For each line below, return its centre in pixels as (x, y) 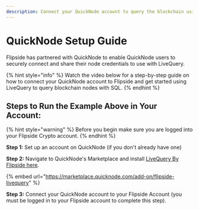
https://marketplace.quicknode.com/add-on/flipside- (110, 177)
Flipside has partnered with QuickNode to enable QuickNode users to (91, 57)
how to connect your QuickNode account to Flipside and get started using (96, 81)
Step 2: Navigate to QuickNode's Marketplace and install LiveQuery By (92, 159)
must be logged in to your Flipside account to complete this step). (86, 201)
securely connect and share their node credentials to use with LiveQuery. (96, 63)
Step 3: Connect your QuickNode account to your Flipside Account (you (94, 194)
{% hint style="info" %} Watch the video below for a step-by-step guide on (98, 75)
